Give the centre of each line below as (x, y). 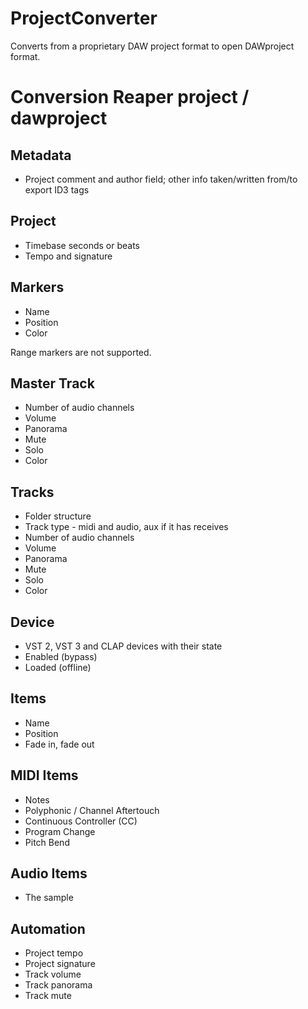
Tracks (32, 492)
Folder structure (58, 516)
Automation (48, 928)
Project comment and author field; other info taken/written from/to (161, 179)
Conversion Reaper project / (130, 97)
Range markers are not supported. (81, 352)
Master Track (52, 383)
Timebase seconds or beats (82, 245)
